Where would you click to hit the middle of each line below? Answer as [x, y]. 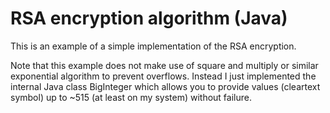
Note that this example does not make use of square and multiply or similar [164, 65]
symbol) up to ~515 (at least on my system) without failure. [131, 97]
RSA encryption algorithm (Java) [149, 18]
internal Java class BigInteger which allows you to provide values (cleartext [165, 86]
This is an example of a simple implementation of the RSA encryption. [153, 46]
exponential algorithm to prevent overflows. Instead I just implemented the [163, 76]
